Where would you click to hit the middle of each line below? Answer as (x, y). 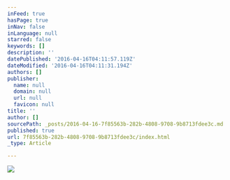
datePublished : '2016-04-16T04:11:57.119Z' (72, 59)
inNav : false (26, 27)
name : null (29, 85)
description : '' (31, 53)
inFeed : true (26, 14)
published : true (31, 130)
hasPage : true (28, 20)
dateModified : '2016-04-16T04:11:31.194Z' (70, 66)
